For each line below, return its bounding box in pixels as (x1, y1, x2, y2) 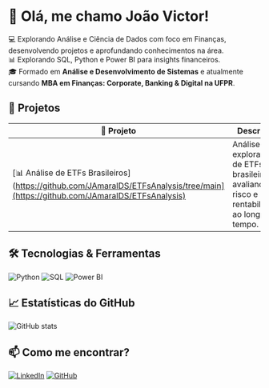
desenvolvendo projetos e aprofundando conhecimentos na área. (8, 46, 224, 55)
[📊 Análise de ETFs (12, 167, 86, 178)
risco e (231, 188, 259, 199)
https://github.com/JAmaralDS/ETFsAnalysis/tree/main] (15, 180, 225, 191)
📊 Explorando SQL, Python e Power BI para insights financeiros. (8, 54, 221, 64)
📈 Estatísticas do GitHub (8, 296, 135, 310)
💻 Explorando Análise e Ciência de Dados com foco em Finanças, (8, 34, 227, 43)
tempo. (231, 218, 259, 230)
